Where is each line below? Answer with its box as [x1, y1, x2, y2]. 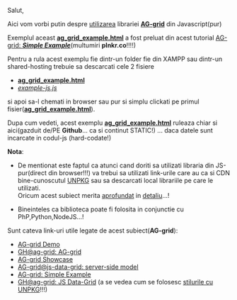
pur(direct [17, 169, 47, 177]
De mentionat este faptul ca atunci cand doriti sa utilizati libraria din [17, 161, 214, 170]
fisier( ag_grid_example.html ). [7, 105, 96, 113]
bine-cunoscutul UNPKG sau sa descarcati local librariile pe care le [17, 177, 214, 184]
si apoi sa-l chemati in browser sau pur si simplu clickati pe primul [7, 97, 200, 106]
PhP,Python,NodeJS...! [17, 213, 84, 221]
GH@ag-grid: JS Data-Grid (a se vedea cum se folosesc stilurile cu [17, 278, 214, 286]
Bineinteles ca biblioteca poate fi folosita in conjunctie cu [17, 205, 184, 213]
